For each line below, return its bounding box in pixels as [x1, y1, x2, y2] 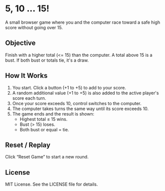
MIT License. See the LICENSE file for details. [5, 181, 98, 188]
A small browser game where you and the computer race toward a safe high [5, 19, 160, 25]
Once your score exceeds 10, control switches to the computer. [12, 100, 142, 106]
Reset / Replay [5, 141, 51, 149]
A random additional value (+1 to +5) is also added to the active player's [12, 90, 159, 96]
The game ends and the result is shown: [12, 111, 95, 116]
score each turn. [12, 95, 46, 101]
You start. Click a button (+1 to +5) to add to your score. [12, 84, 126, 90]
